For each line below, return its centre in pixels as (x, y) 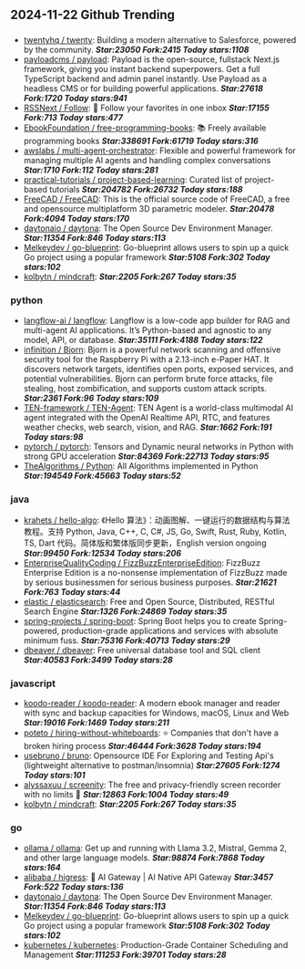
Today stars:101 (54, 776)
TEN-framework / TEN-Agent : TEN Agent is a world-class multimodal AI (158, 407)
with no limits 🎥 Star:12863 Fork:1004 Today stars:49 (126, 795)
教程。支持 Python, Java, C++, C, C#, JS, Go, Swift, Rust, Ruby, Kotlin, (155, 531)
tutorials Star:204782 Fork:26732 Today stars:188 (147, 190)
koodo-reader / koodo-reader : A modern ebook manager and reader (152, 703)
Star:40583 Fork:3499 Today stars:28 (98, 660)
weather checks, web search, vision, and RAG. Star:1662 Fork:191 (147, 427)
